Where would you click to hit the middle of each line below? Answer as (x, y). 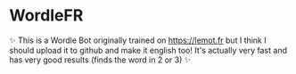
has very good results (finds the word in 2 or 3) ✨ (100, 60)
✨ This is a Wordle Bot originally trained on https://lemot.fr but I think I (138, 40)
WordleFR (46, 16)
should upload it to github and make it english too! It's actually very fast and (148, 50)
